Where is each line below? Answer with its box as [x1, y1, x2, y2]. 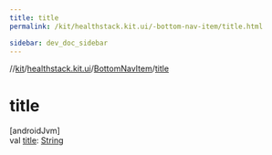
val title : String [9, 135, 64, 146]
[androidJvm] [9, 125, 61, 137]
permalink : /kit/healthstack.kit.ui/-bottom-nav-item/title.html [9, 22, 263, 31]
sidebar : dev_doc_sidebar [9, 38, 108, 47]
